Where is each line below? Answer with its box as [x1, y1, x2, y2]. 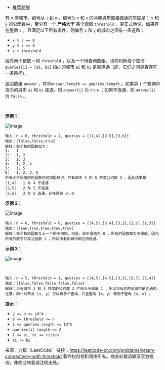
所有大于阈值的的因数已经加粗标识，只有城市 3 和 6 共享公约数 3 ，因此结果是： [5, 175, 150, 180]
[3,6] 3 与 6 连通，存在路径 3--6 [5, 191, 75, 196]
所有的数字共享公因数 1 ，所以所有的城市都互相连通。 [5, 236, 100, 241]
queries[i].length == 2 [12, 327, 62, 332]
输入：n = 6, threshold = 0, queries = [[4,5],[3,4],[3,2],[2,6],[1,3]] [5, 221, 156, 226]
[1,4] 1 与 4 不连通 [5, 181, 49, 185]
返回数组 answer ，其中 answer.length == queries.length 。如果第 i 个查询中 [5, 81, 161, 87]
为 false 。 [5, 93, 28, 99]
